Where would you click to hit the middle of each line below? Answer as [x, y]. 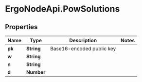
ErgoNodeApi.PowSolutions [62, 9]
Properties [21, 27]
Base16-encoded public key [83, 49]
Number [36, 72]
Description [83, 41]
